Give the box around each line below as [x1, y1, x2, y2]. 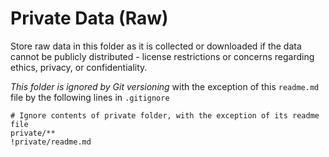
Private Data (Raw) [10, 7, 169, 30]
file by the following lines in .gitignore [10, 91, 170, 103]
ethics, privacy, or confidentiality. [10, 61, 148, 73]
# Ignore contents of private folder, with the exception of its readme [10, 110, 320, 121]
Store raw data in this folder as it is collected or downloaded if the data [10, 40, 302, 52]
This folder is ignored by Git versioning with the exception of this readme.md [10, 80, 320, 92]
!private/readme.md [10, 137, 92, 147]
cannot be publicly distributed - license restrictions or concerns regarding [10, 50, 315, 62]
